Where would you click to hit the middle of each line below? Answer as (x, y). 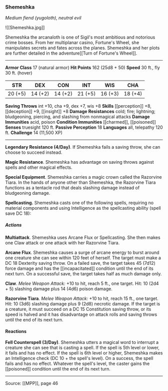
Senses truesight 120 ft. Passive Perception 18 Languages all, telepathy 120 (84, 127)
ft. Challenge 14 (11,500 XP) (34, 133)
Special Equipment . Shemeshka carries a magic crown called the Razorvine (83, 177)
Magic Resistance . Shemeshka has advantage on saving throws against (79, 162)
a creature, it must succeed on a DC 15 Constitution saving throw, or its (78, 309)
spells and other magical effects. (39, 167)
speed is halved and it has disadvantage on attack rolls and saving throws (81, 314)
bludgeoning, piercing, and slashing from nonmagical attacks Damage (77, 117)
